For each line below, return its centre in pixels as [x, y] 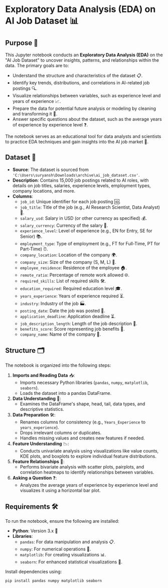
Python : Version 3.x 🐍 [35, 531]
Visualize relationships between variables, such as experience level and [87, 96]
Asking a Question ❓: [35, 478]
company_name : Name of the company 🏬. [60, 334]
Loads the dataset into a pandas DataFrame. [66, 393]
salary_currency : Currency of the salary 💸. [64, 225]
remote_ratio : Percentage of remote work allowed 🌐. [74, 275]
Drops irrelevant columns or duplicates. [61, 432]
